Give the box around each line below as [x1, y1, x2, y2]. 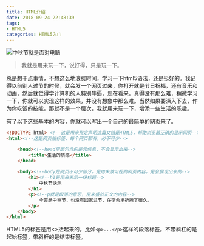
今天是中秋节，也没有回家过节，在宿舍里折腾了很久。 [38, 197, 152, 203]
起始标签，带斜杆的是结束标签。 [6, 233, 86, 241]
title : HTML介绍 [6, 8, 46, 15]
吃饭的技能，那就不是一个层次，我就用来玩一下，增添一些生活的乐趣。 [16, 105, 192, 112]
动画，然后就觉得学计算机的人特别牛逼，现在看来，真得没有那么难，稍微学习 [6, 90, 198, 97]
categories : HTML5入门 [6, 32, 62, 38]
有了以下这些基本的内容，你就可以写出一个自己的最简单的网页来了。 [6, 118, 177, 125]
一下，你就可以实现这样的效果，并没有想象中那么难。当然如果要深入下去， [6, 98, 192, 105]
